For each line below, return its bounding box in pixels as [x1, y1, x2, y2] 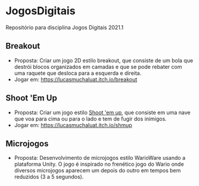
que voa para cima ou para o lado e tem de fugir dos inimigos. [14, 115, 167, 122]
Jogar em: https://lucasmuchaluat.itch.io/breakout [14, 75, 138, 83]
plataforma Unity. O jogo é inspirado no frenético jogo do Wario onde [14, 160, 184, 168]
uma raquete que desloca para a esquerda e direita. [14, 70, 142, 77]
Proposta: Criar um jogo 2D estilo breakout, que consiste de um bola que [14, 56, 194, 64]
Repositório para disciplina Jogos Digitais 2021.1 [5, 24, 123, 31]
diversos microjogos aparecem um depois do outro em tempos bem [14, 167, 181, 174]
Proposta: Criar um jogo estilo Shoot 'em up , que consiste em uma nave [14, 109, 191, 116]
